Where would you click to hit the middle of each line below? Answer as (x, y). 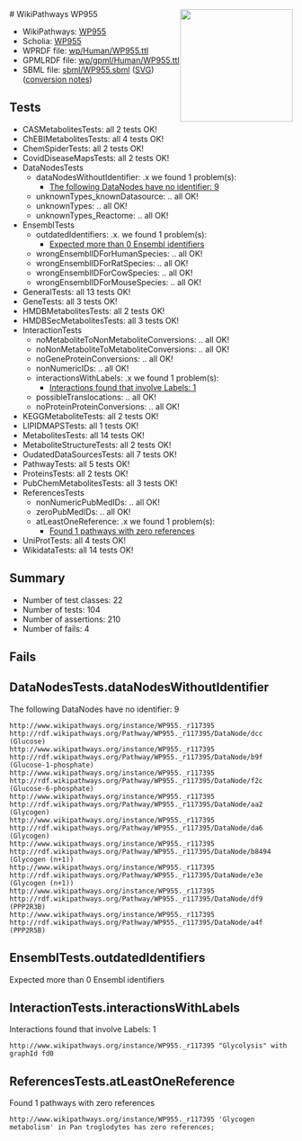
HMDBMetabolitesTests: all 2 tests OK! (93, 310)
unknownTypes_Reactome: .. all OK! (102, 215)
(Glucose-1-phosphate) (52, 765)
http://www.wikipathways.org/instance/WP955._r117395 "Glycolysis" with (148, 1046)
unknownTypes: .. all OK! (81, 205)
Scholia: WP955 (52, 41)
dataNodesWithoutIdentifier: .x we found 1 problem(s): (136, 177)
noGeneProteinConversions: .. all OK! (104, 358)
